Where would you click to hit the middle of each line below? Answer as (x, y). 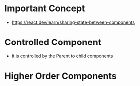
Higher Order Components (61, 76)
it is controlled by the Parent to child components (62, 56)
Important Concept (45, 9)
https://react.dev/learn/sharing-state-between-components (73, 22)
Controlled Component (53, 42)
